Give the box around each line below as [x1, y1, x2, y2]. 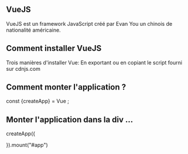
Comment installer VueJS [6, 43, 102, 53]
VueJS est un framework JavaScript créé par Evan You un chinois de [6, 20, 173, 27]
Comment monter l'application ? [6, 82, 127, 93]
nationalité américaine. [6, 26, 61, 33]
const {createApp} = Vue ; [6, 98, 69, 105]
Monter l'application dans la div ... [6, 114, 134, 125]
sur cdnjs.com [6, 65, 41, 72]
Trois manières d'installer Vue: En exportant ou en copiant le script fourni [6, 59, 183, 66]
